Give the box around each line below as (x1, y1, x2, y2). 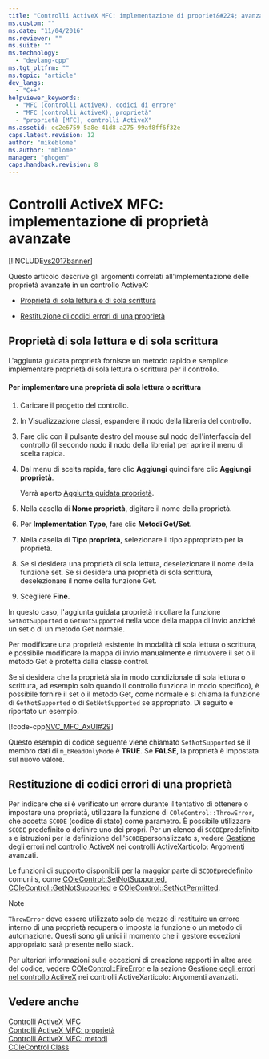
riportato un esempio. (8, 707, 80, 716)
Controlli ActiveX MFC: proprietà (8, 1025, 115, 1035)
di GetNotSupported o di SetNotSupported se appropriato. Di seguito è (8, 698, 234, 708)
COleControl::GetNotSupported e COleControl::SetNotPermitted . (8, 882, 221, 892)
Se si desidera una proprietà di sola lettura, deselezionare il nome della (19, 559, 254, 569)
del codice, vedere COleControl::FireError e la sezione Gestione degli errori (8, 964, 256, 973)
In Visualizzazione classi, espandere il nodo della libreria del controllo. (19, 416, 251, 426)
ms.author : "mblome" (8, 146, 78, 154)
